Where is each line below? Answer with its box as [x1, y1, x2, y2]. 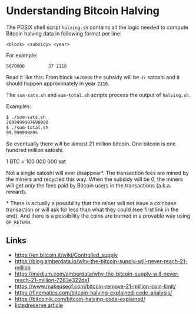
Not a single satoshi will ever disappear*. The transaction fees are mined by [6, 169, 190, 176]
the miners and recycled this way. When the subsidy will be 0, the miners [6, 176, 184, 183]
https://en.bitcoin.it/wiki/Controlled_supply [14, 251, 118, 258]
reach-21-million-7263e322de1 [14, 276, 90, 283]
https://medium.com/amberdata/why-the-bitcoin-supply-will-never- [14, 270, 180, 277]
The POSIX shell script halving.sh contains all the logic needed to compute [6, 24, 188, 31]
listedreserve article [14, 302, 63, 309]
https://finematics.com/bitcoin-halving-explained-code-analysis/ [14, 289, 172, 296]
